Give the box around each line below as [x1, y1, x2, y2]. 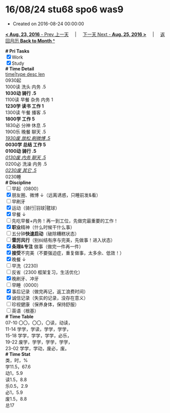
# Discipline [5, 179, 31, 186]
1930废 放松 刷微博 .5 [5, 135, 50, 141]
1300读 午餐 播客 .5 [5, 109, 46, 115]
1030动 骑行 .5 [5, 90, 36, 96]
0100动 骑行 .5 [5, 148, 37, 154]
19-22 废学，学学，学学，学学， [5, 338, 73, 345]
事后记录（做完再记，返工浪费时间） [12, 288, 88, 294]
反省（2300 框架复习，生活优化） [12, 269, 83, 275]
